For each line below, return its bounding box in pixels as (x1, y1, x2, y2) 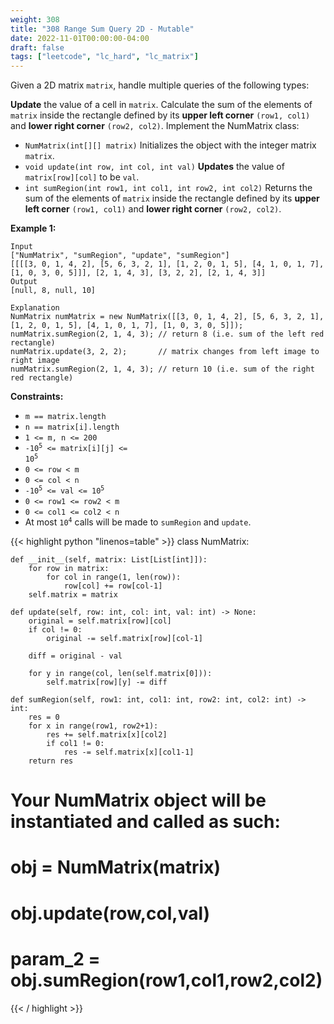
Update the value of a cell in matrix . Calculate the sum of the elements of (10, 99, 313, 111)
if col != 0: (28, 625, 83, 635)
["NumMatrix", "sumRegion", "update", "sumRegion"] (10, 251, 230, 261)
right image (10, 356, 60, 366)
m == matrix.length (24, 412, 107, 422)
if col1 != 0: (46, 739, 105, 749)
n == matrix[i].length (24, 422, 120, 433)
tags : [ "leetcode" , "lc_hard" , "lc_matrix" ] (10, 52, 199, 62)
